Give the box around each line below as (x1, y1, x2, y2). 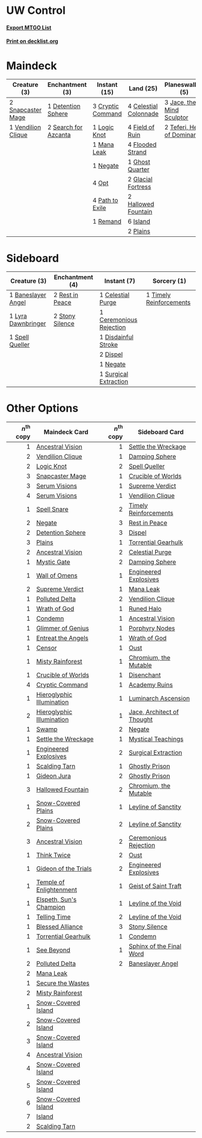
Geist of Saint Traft (128, 881, 182, 890)
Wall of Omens (35, 571, 78, 579)
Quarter (127, 165, 150, 174)
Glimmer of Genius (35, 624, 89, 632)
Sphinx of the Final (128, 942, 182, 950)
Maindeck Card (43, 427, 89, 436)
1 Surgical (99, 370, 129, 379)
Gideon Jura (35, 772, 71, 780)
